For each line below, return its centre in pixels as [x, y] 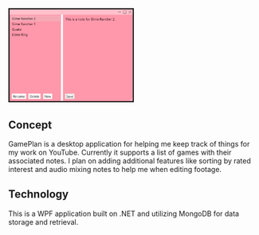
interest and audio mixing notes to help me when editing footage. [115, 169]
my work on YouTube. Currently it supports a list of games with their [120, 152]
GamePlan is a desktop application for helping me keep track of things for [129, 143]
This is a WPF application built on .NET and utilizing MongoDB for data [124, 213]
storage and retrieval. [43, 221]
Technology [39, 194]
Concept [30, 125]
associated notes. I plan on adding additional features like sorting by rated [129, 161]
